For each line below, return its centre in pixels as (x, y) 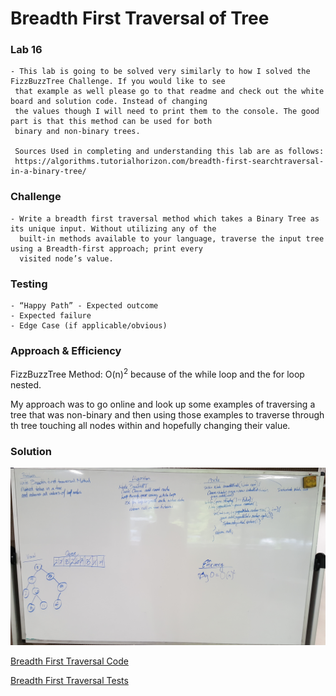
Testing (29, 284)
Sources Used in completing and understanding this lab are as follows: (169, 152)
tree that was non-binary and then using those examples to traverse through (167, 415)
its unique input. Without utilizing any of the (113, 228)
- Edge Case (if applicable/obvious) (89, 326)
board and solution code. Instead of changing (109, 102)
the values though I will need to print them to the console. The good (167, 112)
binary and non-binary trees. (77, 132)
